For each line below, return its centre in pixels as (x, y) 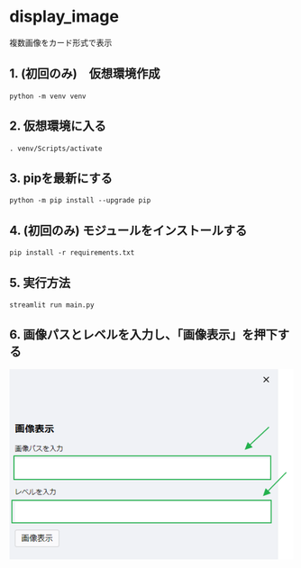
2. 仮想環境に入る (58, 126)
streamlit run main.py (52, 305)
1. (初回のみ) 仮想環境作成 (85, 74)
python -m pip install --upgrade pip (80, 201)
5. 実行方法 (40, 282)
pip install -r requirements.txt (72, 253)
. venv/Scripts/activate (56, 149)
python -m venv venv (48, 96)
